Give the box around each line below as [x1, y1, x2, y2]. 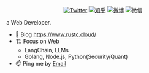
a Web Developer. [6, 19, 52, 26]
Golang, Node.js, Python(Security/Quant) [24, 53, 128, 60]
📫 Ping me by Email [15, 60, 66, 67]
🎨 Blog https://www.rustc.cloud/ [15, 31, 97, 38]
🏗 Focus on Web [15, 37, 59, 45]
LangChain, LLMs [24, 47, 69, 53]
